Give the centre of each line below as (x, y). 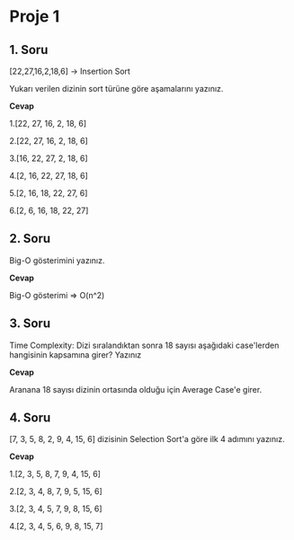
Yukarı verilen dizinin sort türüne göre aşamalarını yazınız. (116, 89)
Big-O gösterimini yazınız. (57, 260)
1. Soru (29, 50)
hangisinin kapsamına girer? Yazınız (76, 354)
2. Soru (30, 239)
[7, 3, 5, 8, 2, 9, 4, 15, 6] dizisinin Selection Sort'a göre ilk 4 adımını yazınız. (147, 439)
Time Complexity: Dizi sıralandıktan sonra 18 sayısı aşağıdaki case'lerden (144, 345)
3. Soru (30, 324)
